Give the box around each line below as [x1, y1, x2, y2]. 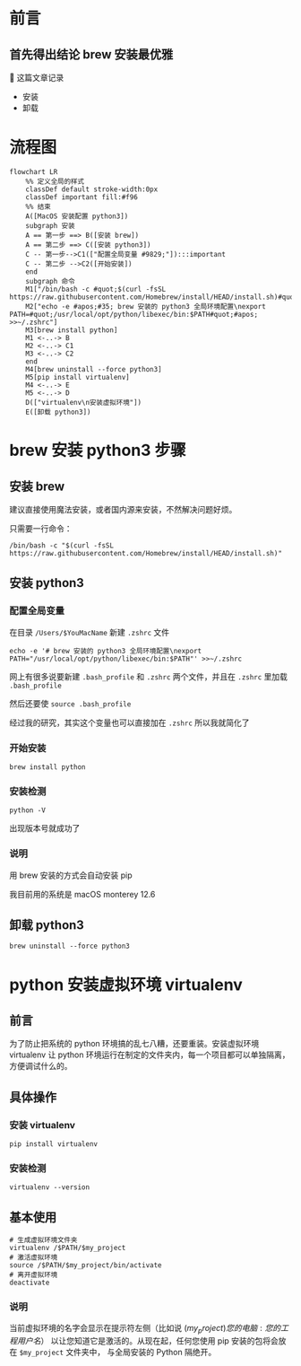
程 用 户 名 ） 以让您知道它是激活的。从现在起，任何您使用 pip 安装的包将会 [9, 1335, 279, 1346]
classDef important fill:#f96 [25, 192, 139, 202]
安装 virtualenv [9, 1118, 76, 1131]
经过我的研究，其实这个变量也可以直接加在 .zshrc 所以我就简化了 [9, 717, 250, 728]
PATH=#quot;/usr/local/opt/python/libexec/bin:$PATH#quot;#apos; [9, 310, 258, 319]
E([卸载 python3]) [25, 407, 91, 416]
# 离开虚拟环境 [9, 1271, 58, 1280]
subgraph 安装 [25, 221, 75, 230]
